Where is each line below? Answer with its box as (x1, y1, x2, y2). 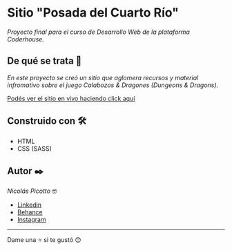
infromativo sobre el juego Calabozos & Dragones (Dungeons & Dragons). (7, 81, 219, 89)
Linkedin (17, 201, 42, 209)
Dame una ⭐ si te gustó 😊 (7, 236, 81, 244)
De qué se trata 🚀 (7, 55, 82, 67)
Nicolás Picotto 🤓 (7, 187, 57, 195)
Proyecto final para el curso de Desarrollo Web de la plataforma (7, 28, 190, 36)
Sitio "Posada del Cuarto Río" (7, 5, 180, 21)
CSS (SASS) (17, 144, 52, 153)
